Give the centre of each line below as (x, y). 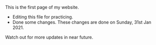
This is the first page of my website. (42, 7)
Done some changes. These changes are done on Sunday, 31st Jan (82, 22)
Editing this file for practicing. (43, 17)
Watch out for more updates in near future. (49, 37)
